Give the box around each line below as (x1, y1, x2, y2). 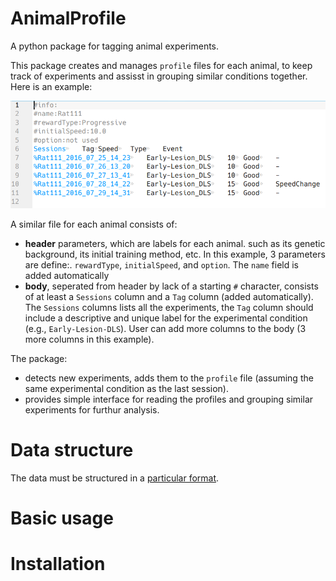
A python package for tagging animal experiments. (10, 40, 220, 52)
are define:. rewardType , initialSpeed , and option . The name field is (24, 258, 299, 271)
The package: (10, 352, 68, 364)
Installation (10, 553, 106, 576)
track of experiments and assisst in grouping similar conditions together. (10, 70, 308, 82)
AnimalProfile (10, 7, 127, 30)
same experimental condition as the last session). (24, 382, 230, 394)
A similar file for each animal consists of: (10, 218, 178, 230)
